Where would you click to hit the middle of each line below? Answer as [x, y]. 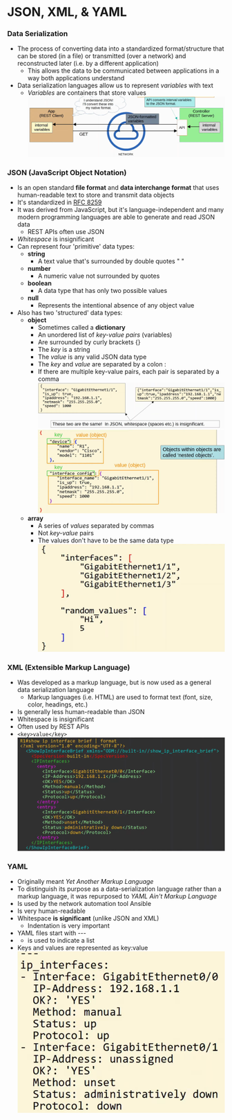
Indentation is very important [68, 926]
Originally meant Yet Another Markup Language [85, 882]
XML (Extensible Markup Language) [69, 667]
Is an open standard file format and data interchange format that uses [118, 188]
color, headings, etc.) [58, 704]
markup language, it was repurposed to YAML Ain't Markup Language [117, 896]
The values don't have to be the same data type [106, 540]
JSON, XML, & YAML [67, 12]
